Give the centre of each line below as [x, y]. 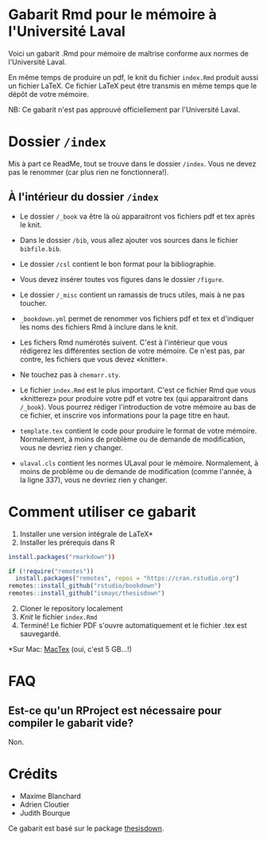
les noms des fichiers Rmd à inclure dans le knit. [99, 326]
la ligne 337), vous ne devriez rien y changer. [94, 480]
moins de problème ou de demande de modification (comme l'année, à [136, 471]
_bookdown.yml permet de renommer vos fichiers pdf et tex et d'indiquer [137, 318]
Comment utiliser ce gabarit [102, 512]
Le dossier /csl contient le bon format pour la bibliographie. [118, 264]
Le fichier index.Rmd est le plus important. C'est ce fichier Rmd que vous [138, 390]
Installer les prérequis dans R [67, 542]
